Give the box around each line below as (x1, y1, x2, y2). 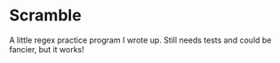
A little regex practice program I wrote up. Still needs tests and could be (9, 35, 272, 45)
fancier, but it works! (9, 43, 84, 54)
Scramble (9, 5, 82, 26)
